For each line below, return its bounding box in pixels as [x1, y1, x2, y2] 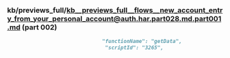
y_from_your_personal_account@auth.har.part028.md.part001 [7, 14, 222, 23]
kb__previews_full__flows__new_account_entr [66, 5, 223, 15]
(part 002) [21, 23, 57, 32]
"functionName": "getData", [101, 38, 183, 45]
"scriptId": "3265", [105, 44, 164, 51]
